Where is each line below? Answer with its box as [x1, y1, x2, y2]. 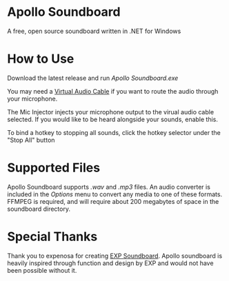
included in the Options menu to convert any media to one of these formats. [7, 190, 223, 198]
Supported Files [7, 160, 101, 176]
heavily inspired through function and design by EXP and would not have [7, 259, 214, 267]
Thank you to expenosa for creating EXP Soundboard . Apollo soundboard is [7, 251, 223, 260]
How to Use [7, 51, 74, 67]
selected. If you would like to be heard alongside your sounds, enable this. [7, 115, 219, 123]
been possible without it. [7, 266, 77, 274]
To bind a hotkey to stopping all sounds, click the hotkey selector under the [7, 128, 221, 136]
